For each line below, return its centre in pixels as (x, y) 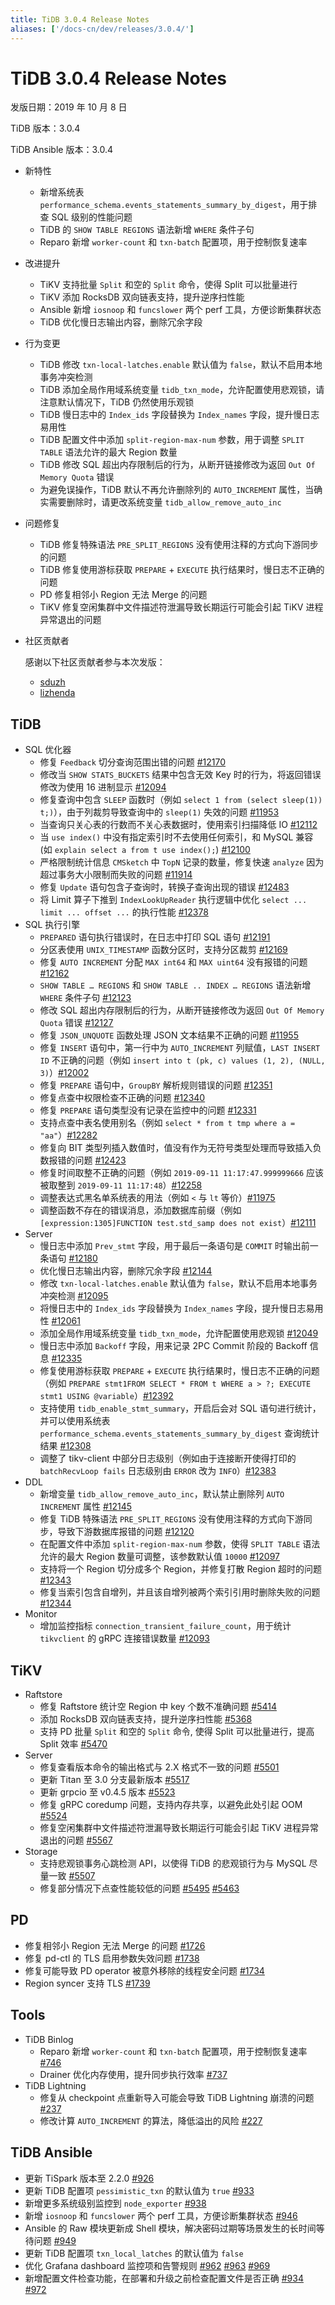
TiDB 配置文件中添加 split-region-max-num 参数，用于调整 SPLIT (172, 440)
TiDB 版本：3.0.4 (45, 128)
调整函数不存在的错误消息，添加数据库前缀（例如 (140, 1210)
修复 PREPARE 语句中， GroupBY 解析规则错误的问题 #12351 (156, 1085)
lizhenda (57, 693)
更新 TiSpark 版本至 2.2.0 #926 (89, 2178)
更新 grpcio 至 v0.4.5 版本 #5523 (107, 1792)
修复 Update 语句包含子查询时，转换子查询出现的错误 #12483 (164, 887)
